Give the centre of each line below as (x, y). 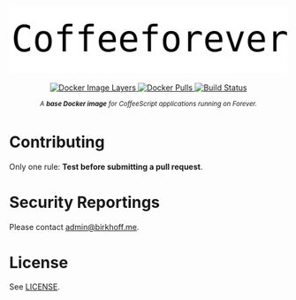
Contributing (57, 142)
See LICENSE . (34, 287)
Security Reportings (85, 202)
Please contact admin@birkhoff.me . (74, 227)
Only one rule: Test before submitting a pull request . (106, 166)
